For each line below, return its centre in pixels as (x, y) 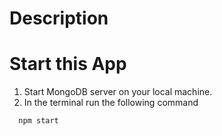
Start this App (68, 64)
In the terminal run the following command (111, 103)
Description (59, 18)
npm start (38, 121)
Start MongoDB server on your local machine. (118, 92)
